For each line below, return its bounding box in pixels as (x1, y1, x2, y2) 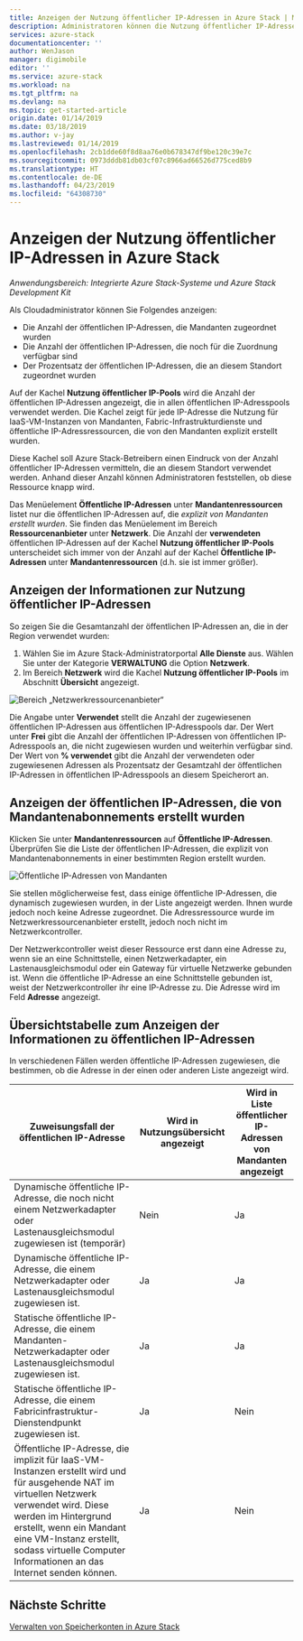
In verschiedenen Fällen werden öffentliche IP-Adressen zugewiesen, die (9, 1055, 280, 1066)
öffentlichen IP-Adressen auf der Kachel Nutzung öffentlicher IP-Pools (9, 537, 275, 548)
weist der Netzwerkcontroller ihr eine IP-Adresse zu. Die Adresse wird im (9, 981, 280, 993)
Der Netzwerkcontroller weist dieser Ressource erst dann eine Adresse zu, (9, 943, 287, 954)
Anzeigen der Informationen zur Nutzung (9, 583, 246, 598)
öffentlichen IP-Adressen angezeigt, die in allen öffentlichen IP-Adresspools (9, 396, 290, 407)
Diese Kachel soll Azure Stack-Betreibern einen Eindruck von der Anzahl (9, 452, 279, 463)
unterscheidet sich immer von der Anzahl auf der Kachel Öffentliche (9, 547, 264, 558)
